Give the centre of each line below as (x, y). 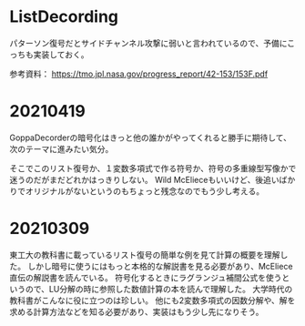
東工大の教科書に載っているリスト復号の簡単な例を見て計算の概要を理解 (145, 255)
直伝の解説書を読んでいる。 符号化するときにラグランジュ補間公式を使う (146, 277)
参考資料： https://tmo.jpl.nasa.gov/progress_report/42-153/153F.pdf (139, 74)
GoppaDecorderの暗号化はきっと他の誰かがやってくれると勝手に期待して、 (150, 138)
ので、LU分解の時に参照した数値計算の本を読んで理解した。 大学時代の (159, 289)
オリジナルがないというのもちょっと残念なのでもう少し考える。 (145, 191)
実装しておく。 (61, 54)
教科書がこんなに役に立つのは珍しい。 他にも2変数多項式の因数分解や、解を (152, 300)
